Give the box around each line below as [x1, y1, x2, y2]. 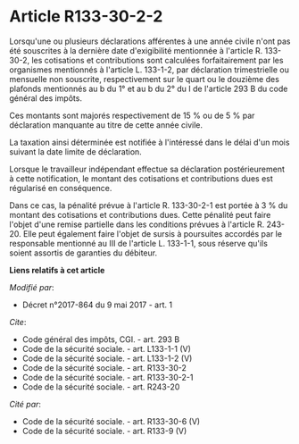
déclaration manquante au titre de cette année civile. [9, 119, 203, 130]
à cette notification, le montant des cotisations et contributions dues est [9, 172, 274, 184]
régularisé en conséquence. [9, 182, 112, 193]
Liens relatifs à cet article [9, 264, 105, 275]
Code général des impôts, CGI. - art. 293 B [21, 333, 180, 345]
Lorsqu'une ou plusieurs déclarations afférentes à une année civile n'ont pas [9, 36, 291, 46]
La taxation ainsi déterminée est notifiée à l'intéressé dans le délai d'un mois [9, 137, 290, 147]
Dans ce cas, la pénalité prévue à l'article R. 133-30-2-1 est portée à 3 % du [9, 199, 288, 211]
